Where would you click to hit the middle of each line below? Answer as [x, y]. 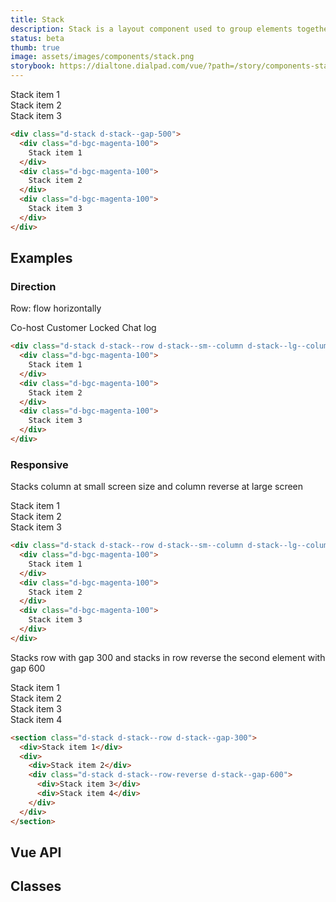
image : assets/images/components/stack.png [102, 57]
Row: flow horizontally [56, 308]
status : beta [37, 38]
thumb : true [35, 47]
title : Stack [37, 19]
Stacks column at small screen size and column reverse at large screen [157, 487]
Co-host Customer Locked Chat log [83, 328]
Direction [33, 286]
